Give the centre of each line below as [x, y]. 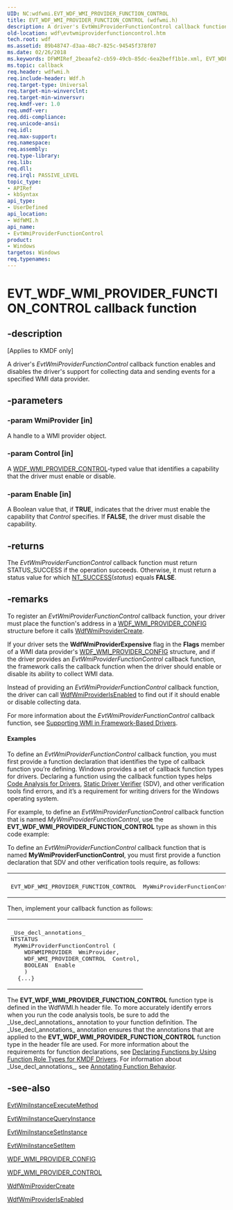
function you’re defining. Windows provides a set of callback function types [115, 769]
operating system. [33, 798]
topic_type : [24, 181]
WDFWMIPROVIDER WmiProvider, [72, 952]
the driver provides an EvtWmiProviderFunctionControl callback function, [112, 659]
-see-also [29, 1088]
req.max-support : [32, 136]
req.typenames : [29, 259]
